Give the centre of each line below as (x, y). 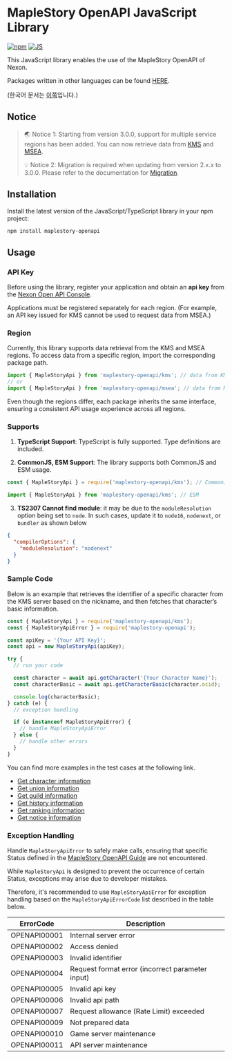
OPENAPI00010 (37, 1033)
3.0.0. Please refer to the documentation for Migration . (101, 172)
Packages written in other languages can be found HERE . (89, 80)
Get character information (54, 781)
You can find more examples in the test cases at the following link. (101, 767)
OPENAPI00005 (37, 989)
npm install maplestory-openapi (54, 231)
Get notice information (49, 817)
